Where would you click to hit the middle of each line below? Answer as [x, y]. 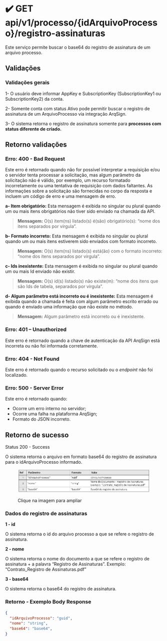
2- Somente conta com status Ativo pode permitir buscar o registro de [77, 108]
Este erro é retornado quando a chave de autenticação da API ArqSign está [82, 341]
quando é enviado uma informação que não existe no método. [69, 307]
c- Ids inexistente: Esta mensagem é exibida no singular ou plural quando [81, 266]
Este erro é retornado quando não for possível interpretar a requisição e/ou [82, 170]
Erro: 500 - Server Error [34, 388]
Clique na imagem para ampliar [50, 501]
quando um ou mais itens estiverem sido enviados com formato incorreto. [81, 241]
